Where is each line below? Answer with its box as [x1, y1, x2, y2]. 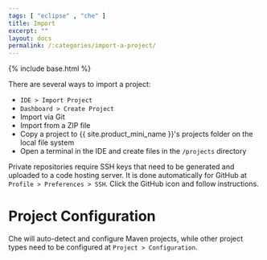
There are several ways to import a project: [8, 80, 151, 89]
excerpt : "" [8, 27, 48, 35]
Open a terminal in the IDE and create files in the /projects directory [19, 147, 247, 156]
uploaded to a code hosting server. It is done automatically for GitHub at [8, 171, 248, 180]
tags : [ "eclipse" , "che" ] [8, 11, 106, 20]
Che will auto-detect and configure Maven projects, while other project [8, 234, 244, 244]
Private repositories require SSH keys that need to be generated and [8, 162, 235, 171]
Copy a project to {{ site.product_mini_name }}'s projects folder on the [19, 130, 253, 139]
